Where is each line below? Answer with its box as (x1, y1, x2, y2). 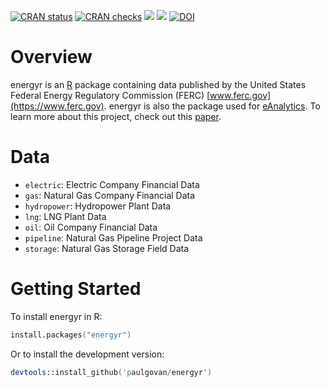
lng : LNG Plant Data (24, 210, 107, 222)
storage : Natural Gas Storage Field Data (24, 242, 190, 254)
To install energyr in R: (10, 310, 103, 322)
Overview (10, 46, 93, 69)
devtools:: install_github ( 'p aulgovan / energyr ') (10, 367, 213, 377)
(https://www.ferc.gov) (10, 100, 105, 112)
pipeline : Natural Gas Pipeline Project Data (24, 231, 203, 244)
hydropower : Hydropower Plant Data (24, 200, 172, 212)
